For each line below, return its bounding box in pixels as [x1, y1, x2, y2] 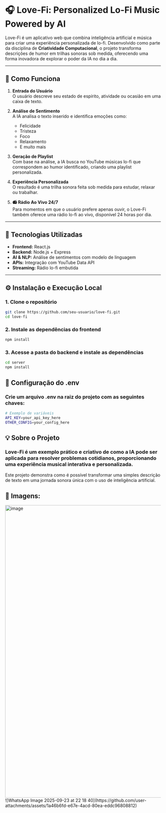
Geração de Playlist [12, 153, 53, 159]
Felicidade [19, 123, 41, 129]
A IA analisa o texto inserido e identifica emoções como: [12, 113, 127, 119]
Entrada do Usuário [12, 88, 53, 94]
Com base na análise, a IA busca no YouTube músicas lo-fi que [12, 158, 141, 164]
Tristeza [19, 128, 37, 134]
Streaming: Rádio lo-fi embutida [12, 265, 79, 271]
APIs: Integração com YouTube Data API [12, 259, 95, 265]
